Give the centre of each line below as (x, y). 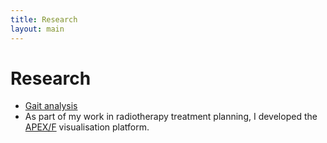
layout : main (37, 29)
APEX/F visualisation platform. (87, 127)
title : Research (44, 19)
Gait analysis (51, 106)
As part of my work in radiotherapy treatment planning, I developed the (171, 117)
